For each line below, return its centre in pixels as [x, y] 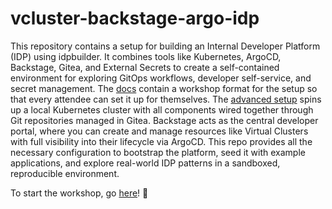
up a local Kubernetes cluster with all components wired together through [162, 109]
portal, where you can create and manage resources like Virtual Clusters [159, 131]
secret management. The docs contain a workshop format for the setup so [164, 88]
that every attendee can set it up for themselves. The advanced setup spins [166, 99]
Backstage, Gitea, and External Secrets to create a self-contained [145, 67]
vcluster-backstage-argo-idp [135, 18]
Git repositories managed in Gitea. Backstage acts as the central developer [164, 120]
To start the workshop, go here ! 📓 [79, 193]
